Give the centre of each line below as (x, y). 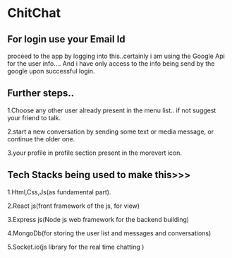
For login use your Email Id (66, 39)
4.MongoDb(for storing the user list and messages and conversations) (109, 233)
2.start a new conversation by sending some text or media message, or (110, 131)
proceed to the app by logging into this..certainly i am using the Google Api (116, 56)
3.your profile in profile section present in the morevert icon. (94, 153)
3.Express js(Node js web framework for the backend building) (98, 219)
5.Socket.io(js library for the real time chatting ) (76, 247)
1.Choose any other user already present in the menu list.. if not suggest (112, 110)
